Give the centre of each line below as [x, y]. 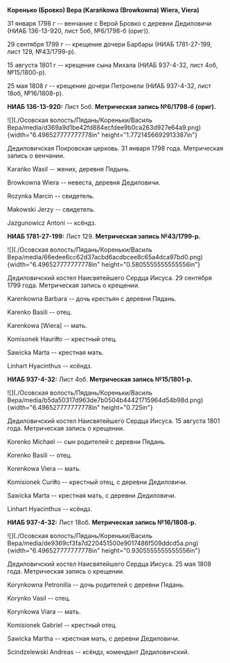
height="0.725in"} [127, 407]
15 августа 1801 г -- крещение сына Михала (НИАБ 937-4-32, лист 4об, [113, 65]
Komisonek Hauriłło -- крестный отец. [62, 339]
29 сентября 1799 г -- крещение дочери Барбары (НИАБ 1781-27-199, [110, 44]
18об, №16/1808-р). [35, 93]
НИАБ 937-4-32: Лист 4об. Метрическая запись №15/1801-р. [100, 379]
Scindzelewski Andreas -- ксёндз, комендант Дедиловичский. [98, 652]
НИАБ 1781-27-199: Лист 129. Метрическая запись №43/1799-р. [104, 236]
